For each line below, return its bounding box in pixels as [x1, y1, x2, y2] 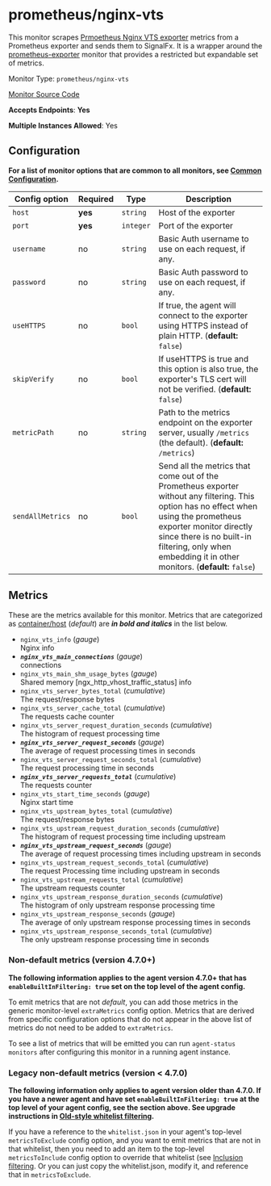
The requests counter [19, 780, 93, 790]
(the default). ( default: [158, 437, 244, 448]
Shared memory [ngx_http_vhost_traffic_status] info [19, 677, 192, 687]
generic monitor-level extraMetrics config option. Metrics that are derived [8, 1005, 255, 1015]
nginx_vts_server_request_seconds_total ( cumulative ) [19, 754, 202, 764]
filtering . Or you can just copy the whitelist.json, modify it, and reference [8, 1161, 248, 1171]
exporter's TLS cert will [158, 373, 248, 384]
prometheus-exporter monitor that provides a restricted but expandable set [8, 49, 259, 59]
